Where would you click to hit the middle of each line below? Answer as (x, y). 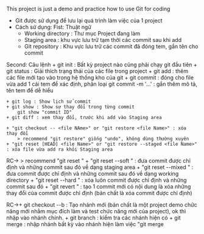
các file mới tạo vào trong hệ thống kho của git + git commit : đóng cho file (100, 77)
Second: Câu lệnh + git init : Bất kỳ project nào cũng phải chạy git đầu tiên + (102, 64)
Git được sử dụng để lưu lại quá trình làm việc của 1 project (89, 20)
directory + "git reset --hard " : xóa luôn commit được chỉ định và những (97, 180)
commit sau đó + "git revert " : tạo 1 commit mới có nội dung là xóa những (99, 187)
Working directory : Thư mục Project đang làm (82, 33)
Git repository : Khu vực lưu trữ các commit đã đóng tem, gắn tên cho (111, 46)
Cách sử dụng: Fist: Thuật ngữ (53, 27)
